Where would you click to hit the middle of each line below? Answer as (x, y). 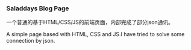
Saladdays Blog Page (38, 8)
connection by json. (31, 41)
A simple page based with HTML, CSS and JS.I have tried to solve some (95, 34)
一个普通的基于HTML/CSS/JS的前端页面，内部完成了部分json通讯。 (90, 22)
